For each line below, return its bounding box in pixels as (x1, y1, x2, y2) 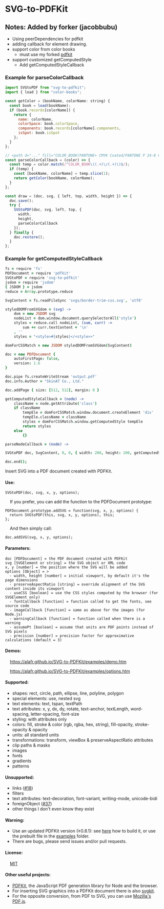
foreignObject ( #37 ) (12, 801, 52, 807)
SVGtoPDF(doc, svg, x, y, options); (5, 490, 80, 495)
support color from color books (12, 47, 76, 52)
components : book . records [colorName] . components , (18, 126, 121, 131)
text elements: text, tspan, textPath (12, 701, 82, 707)
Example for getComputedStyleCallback (5, 256, 103, 262)
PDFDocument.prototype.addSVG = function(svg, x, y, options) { (5, 508, 139, 513)
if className (14, 405, 41, 411)
